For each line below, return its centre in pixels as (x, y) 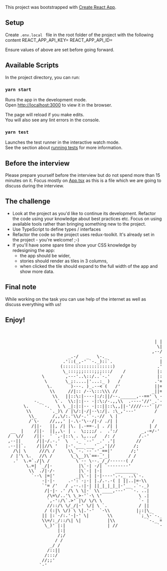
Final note (21, 287)
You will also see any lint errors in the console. (53, 120)
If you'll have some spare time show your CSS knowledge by (74, 245)
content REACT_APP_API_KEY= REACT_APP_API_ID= (59, 40)
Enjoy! (15, 320)
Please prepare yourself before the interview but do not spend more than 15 (83, 175)
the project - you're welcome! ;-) (46, 240)
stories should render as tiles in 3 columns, (64, 261)
